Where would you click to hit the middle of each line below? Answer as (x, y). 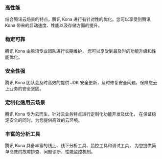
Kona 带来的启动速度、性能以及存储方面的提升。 (54, 25)
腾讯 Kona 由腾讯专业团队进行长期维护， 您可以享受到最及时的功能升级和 (79, 51)
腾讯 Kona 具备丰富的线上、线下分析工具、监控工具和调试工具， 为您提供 (79, 146)
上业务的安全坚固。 (24, 89)
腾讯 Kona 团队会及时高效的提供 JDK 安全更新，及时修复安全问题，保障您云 (81, 82)
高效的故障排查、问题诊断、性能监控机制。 (52, 152)
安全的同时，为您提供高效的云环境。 (46, 120)
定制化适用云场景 (25, 102)
